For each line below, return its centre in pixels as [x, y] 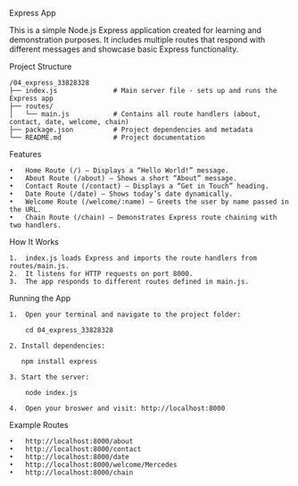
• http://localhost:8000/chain [71, 473]
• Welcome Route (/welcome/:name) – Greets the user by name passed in [149, 202]
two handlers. [36, 225]
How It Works [34, 242]
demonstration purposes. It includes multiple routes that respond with [137, 40]
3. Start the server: [50, 377]
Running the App [40, 298]
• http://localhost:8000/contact [75, 449]
